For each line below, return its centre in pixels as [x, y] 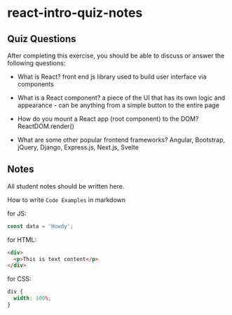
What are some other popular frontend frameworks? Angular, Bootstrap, [121, 140]
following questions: [36, 63]
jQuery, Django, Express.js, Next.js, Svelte [78, 147]
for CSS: [19, 279]
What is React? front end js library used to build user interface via [112, 76]
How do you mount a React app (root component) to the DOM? [108, 119]
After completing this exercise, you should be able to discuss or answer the [116, 55]
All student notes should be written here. [66, 186]
